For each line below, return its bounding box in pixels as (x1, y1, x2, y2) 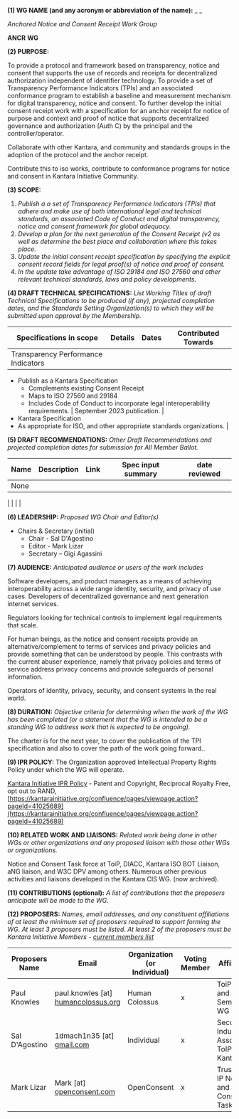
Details (110, 333, 135, 342)
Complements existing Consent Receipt (28, 384, 144, 392)
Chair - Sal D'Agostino (28, 534, 94, 543)
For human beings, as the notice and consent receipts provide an (7, 635, 198, 643)
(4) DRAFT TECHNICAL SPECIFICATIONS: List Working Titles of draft (7, 289, 212, 297)
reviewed (188, 469, 221, 479)
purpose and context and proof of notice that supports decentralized (7, 114, 209, 122)
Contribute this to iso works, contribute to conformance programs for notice (7, 164, 230, 173)
